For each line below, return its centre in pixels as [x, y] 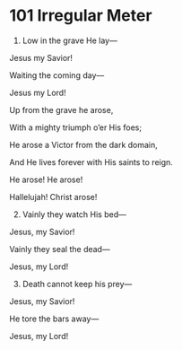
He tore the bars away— [54, 319]
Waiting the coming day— [57, 75]
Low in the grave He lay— [70, 40]
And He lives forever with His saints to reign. [91, 162]
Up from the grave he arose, [61, 109]
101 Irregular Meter [81, 16]
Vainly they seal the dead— [60, 249]
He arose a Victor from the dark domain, [84, 144]
